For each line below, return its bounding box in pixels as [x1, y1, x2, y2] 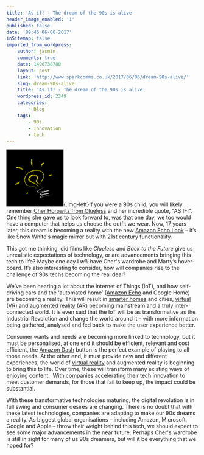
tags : [17, 113, 32, 119]
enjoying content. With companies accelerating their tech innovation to [6, 372, 186, 380]
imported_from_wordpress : [6, 42, 72, 48]
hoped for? [6, 442, 34, 450]
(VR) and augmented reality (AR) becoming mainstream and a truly [6, 302, 174, 310]
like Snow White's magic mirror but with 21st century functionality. [6, 233, 172, 240]
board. [6, 265, 23, 272]
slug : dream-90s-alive [17, 80, 75, 86]
